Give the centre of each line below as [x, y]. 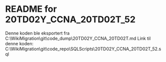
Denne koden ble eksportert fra [37, 33]
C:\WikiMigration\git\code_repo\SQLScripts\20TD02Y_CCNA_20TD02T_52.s [83, 49]
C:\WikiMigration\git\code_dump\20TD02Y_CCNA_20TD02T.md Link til [78, 38]
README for [31, 9]
